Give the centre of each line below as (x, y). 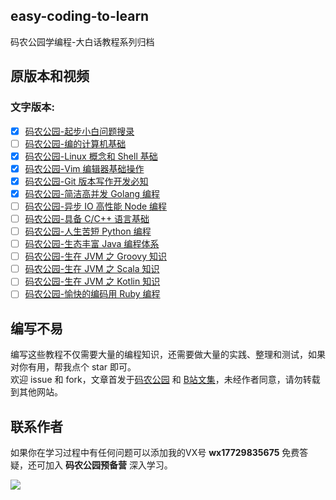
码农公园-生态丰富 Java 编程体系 (92, 244)
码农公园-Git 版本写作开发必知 (86, 181)
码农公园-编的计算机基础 (75, 143)
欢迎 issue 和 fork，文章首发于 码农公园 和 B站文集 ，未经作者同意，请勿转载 (165, 380)
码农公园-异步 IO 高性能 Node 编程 (96, 206)
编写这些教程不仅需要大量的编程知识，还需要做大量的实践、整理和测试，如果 (168, 355)
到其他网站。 (36, 392)
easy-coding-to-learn (80, 16)
